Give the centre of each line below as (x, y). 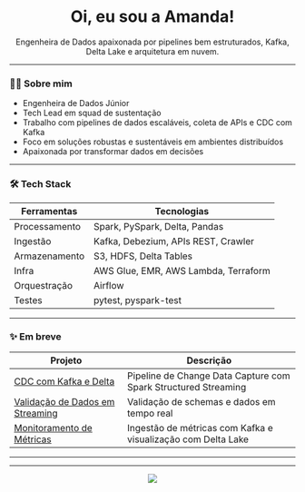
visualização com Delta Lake (188, 439)
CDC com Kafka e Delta (64, 381)
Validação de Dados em (64, 401)
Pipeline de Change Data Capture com (208, 376)
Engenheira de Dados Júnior (76, 103)
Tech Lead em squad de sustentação (92, 113)
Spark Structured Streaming (187, 387)
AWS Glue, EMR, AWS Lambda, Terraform (182, 271)
